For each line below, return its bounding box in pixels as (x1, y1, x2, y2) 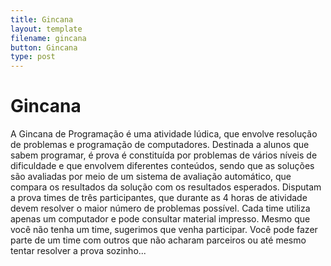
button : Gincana (10, 42, 78, 53)
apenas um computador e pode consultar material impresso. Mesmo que (10, 213, 311, 225)
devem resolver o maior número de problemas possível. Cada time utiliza (10, 202, 311, 215)
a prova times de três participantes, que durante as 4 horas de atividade (10, 192, 308, 204)
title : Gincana (10, 14, 74, 25)
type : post (10, 52, 56, 62)
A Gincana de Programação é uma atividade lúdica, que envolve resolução (10, 128, 318, 140)
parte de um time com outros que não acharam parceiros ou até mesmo (10, 234, 307, 246)
